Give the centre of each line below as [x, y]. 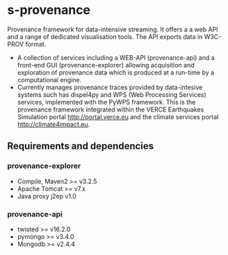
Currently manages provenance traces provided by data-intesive [110, 87]
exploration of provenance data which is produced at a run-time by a [116, 72]
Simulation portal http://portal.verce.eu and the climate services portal [118, 116]
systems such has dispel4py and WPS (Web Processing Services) [112, 94]
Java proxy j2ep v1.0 [47, 196]
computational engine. [49, 79]
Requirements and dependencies [81, 146]
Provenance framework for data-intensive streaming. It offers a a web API [113, 29]
